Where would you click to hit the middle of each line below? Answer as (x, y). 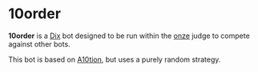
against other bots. (39, 44)
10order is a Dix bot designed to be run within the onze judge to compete (129, 36)
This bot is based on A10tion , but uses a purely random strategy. (115, 59)
